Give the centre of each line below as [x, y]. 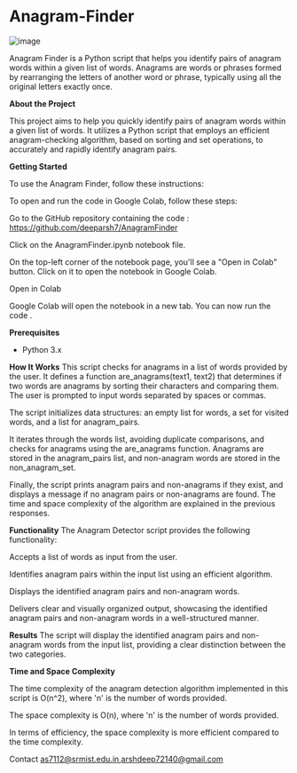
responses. [30, 513]
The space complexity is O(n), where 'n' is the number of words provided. [144, 715]
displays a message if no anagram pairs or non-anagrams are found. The [143, 494]
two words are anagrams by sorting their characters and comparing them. [144, 386]
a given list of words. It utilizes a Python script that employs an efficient [140, 130]
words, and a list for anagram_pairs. [74, 422]
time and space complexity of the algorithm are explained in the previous [142, 503]
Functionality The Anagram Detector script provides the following [130, 530]
